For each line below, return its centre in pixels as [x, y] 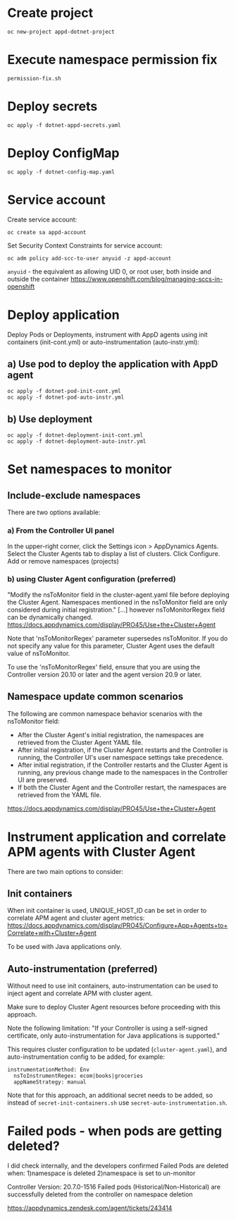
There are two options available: [54, 512]
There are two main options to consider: [65, 871]
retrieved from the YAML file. [60, 794]
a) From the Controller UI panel [61, 530]
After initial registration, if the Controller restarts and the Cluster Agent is [123, 765]
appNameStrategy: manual [50, 1082]
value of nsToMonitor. [39, 653]
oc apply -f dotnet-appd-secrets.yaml [64, 125]
